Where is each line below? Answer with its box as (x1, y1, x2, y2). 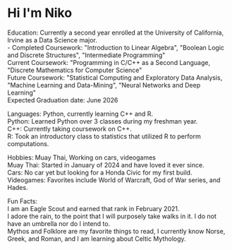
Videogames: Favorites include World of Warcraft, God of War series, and (7, 175, 221, 184)
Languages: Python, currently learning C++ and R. (7, 109, 154, 118)
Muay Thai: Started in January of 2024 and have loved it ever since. (7, 160, 204, 169)
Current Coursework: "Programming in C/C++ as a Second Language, (7, 58, 210, 66)
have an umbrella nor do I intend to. (7, 219, 111, 227)
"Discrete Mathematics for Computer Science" (7, 66, 142, 74)
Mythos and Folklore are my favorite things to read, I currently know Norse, (7, 227, 226, 235)
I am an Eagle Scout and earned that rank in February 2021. (7, 204, 180, 213)
